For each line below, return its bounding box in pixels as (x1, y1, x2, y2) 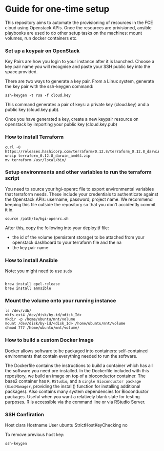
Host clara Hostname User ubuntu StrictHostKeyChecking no (5, 422, 128, 428)
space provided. (5, 69, 38, 75)
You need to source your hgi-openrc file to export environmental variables (5, 186, 154, 192)
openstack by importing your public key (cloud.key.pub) (5, 121, 118, 128)
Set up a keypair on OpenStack (5, 47, 80, 54)
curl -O (5, 145, 21, 150)
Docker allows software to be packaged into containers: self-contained (5, 348, 148, 354)
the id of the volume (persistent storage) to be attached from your (12, 234, 145, 240)
